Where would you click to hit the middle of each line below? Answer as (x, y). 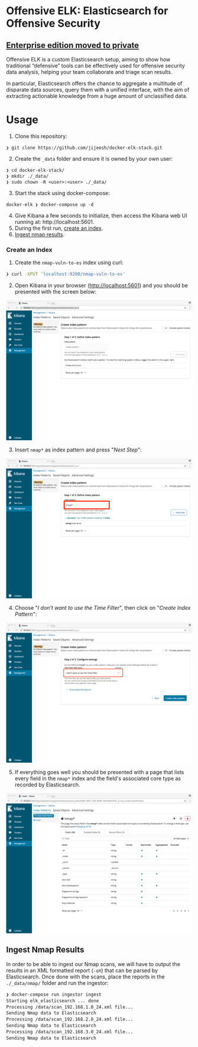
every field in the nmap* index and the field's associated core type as (98, 779)
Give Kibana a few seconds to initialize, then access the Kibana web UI (101, 215)
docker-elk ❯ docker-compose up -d (50, 204)
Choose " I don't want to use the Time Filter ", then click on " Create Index (103, 608)
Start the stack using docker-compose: (62, 193)
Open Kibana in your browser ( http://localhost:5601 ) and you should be (101, 285)
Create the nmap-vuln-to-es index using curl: (69, 263)
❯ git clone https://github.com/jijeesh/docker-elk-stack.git (84, 148)
